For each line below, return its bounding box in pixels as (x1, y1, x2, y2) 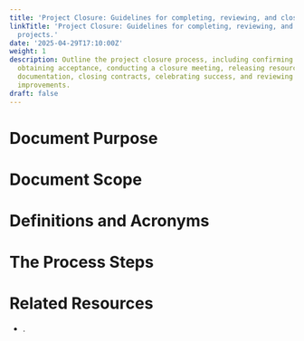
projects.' (17, 30, 59, 39)
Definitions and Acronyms (9, 211, 210, 232)
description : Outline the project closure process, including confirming (9, 55, 294, 64)
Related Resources (9, 293, 154, 314)
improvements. (17, 81, 71, 90)
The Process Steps (9, 252, 154, 272)
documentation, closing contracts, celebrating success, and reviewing (17, 72, 294, 81)
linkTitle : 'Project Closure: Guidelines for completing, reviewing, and (9, 22, 294, 31)
